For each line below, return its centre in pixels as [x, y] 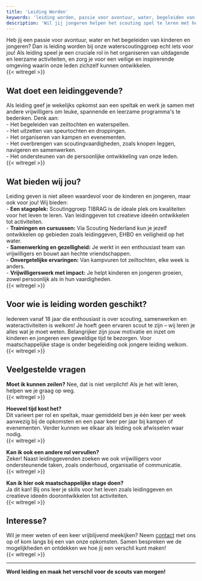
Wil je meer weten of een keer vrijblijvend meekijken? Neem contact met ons [101, 535]
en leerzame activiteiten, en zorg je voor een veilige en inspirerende [90, 59]
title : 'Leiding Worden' [37, 12]
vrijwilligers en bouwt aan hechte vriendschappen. [69, 254]
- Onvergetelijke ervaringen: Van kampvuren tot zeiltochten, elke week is [98, 260]
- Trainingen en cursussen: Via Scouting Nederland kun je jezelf [87, 228]
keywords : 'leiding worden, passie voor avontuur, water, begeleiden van [101, 17]
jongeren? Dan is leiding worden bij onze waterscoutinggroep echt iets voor [100, 46]
